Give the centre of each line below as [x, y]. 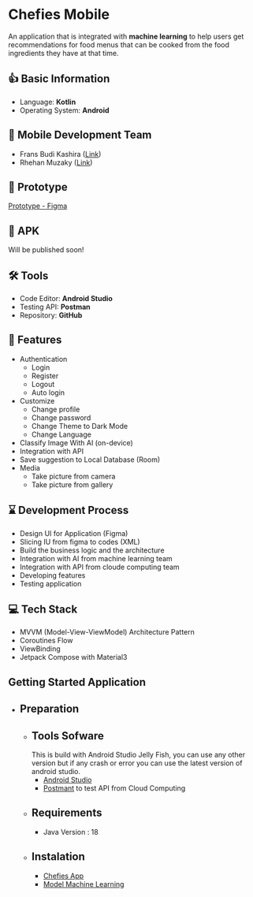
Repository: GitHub [51, 315]
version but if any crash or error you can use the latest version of [137, 763]
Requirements [67, 813]
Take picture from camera [73, 476]
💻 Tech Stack [43, 610]
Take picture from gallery [72, 484]
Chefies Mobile [59, 15]
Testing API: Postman [55, 307]
